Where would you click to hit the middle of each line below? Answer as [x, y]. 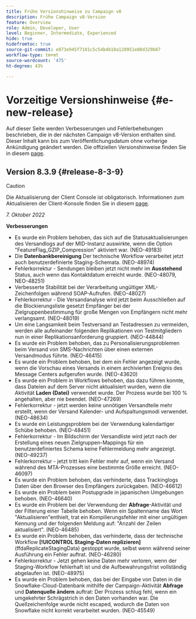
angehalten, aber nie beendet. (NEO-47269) [68, 399]
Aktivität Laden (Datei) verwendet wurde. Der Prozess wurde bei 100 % [101, 393]
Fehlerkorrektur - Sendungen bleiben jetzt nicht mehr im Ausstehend [98, 269]
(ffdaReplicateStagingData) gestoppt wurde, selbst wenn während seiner [102, 548]
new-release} [40, 112]
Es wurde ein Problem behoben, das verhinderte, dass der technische [99, 536]
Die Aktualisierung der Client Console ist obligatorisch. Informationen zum [95, 197]
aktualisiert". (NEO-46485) [47, 529]
